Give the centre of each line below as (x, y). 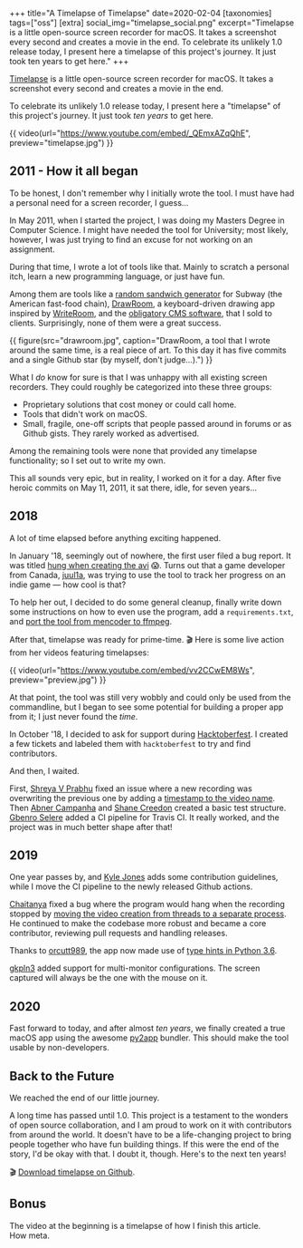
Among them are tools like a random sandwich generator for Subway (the (146, 294)
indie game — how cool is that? (68, 585)
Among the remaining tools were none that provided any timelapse (133, 450)
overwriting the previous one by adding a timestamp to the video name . (142, 798)
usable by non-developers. (60, 1048)
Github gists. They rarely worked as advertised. (111, 433)
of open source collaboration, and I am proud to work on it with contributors (151, 1125)
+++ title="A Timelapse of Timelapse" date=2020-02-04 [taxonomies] (141, 13)
